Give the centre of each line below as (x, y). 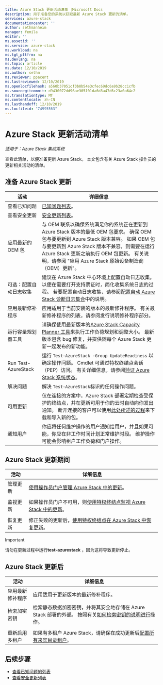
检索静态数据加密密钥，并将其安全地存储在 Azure (89, 607)
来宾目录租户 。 (55, 640)
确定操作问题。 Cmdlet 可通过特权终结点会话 (93, 363)
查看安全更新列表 (29, 678)
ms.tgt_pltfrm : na (24, 55)
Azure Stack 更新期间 (38, 460)
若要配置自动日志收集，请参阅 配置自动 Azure (104, 292)
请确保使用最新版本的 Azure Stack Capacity (91, 324)
